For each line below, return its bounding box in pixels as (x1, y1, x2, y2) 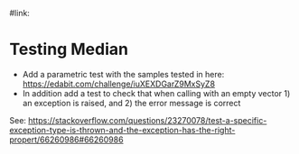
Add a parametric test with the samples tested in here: (22, 68, 225, 79)
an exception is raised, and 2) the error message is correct (22, 97, 241, 108)
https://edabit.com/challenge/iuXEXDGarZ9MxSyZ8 (22, 78, 215, 89)
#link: (9, 8, 30, 18)
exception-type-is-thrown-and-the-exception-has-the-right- (9, 124, 236, 135)
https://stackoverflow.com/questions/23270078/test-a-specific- (28, 114, 267, 125)
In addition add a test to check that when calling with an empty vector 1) (22, 87, 291, 98)
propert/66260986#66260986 (9, 134, 124, 145)
